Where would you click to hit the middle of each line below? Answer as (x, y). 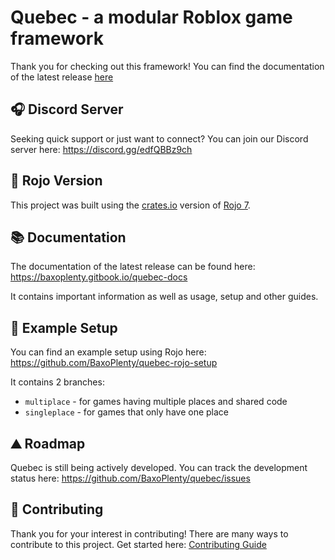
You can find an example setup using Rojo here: (108, 352)
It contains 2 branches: (57, 382)
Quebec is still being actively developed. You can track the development (159, 467)
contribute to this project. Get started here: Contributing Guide (138, 544)
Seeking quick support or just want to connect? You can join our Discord (159, 138)
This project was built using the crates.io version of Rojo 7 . (130, 205)
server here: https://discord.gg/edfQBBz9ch (101, 149)
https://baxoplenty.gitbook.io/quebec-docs (99, 277)
